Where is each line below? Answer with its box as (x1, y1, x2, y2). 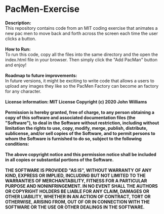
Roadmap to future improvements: (5, 72, 78, 78)
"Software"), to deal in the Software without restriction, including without (5, 120, 160, 126)
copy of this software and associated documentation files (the (5, 114, 136, 120)
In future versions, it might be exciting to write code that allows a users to (5, 78, 155, 84)
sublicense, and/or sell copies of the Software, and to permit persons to (5, 130, 156, 136)
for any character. (5, 88, 41, 94)
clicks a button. (5, 36, 37, 42)
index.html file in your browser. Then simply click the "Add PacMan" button (5, 56, 158, 62)
